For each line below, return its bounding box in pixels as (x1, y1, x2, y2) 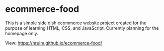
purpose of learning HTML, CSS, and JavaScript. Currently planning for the (5, 25, 159, 31)
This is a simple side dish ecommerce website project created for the (5, 20, 147, 26)
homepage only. (5, 30, 38, 36)
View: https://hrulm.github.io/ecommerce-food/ (5, 40, 103, 46)
